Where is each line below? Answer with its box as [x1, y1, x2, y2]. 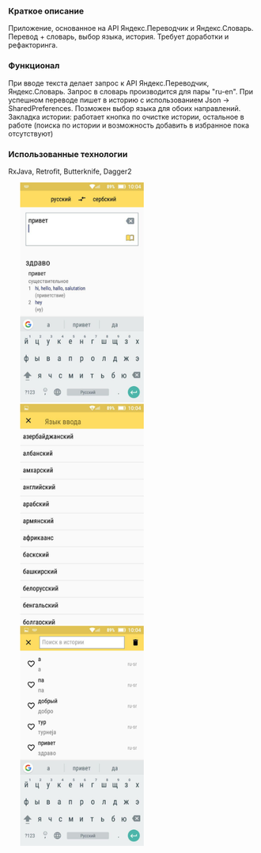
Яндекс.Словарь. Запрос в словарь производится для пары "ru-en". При [8, 86, 254, 96]
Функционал [8, 60, 60, 71]
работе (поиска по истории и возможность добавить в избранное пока [8, 120, 250, 130]
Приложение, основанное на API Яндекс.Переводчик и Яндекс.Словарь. [8, 24, 254, 33]
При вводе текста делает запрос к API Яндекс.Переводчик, [8, 78, 210, 88]
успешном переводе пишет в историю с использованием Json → [8, 95, 230, 105]
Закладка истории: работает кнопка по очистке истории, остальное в [8, 112, 244, 121]
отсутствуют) [8, 128, 54, 138]
